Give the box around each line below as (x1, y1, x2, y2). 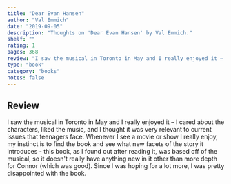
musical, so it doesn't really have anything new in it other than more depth (7, 154, 217, 163)
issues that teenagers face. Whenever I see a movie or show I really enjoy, (7, 132, 219, 141)
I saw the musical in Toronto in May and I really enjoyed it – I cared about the (7, 118, 225, 126)
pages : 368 (7, 49, 39, 56)
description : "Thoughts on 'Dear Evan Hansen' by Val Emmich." (7, 29, 193, 37)
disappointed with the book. (7, 170, 87, 178)
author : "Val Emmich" (7, 17, 70, 23)
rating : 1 (7, 42, 36, 49)
